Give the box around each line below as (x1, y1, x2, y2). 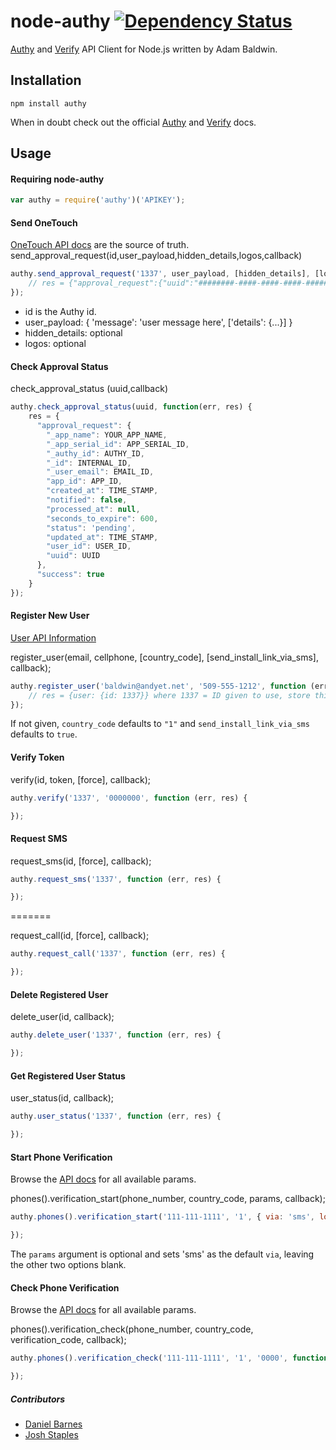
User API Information (10, 631, 97, 644)
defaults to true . (10, 728, 78, 740)
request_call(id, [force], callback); (10, 930, 150, 942)
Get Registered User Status (10, 1070, 126, 1082)
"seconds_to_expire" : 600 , (46, 513, 159, 524)
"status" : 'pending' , (46, 523, 137, 533)
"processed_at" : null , (46, 504, 141, 514)
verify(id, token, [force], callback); (10, 773, 152, 785)
